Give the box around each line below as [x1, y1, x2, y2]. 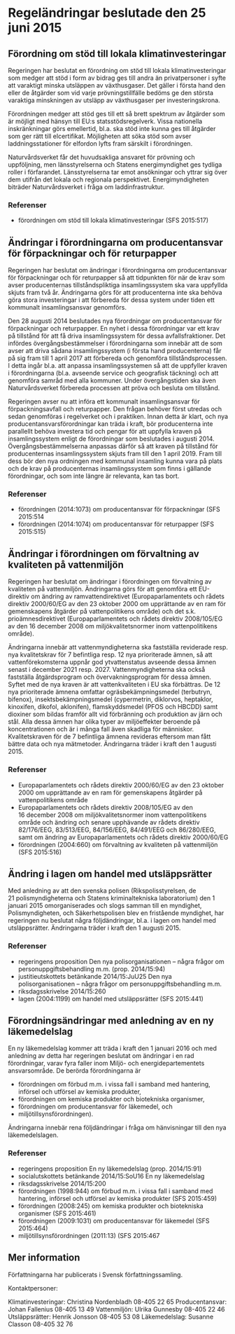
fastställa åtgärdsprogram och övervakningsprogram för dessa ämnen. [8, 673, 212, 681]
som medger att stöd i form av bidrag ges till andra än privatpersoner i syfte [8, 74, 227, 82]
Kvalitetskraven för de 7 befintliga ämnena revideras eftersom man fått [8, 732, 211, 741]
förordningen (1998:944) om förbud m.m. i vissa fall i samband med [17, 1186, 213, 1195]
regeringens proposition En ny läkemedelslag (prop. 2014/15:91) [17, 1164, 202, 1173]
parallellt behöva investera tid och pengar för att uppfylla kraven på [8, 427, 202, 436]
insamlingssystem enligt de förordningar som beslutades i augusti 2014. [8, 434, 215, 443]
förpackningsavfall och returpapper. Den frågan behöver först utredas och [8, 405, 222, 413]
